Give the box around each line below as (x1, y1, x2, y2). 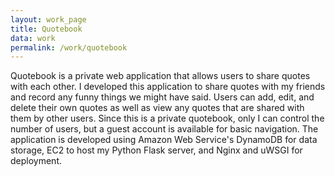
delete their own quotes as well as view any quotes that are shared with (10, 102, 305, 114)
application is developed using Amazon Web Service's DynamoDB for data (10, 134, 318, 146)
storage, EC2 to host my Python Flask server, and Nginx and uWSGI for (10, 144, 303, 156)
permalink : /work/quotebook (10, 42, 128, 53)
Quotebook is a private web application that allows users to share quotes (10, 70, 311, 82)
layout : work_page (10, 14, 87, 25)
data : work (10, 33, 56, 43)
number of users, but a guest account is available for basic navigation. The (10, 123, 319, 135)
